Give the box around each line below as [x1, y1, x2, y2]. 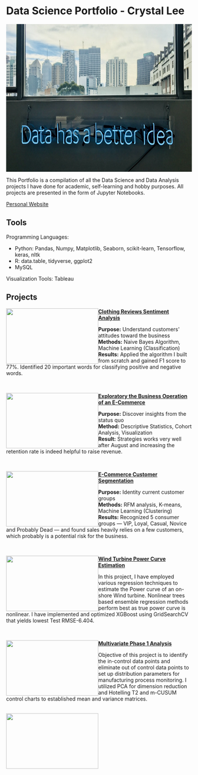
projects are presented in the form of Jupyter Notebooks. [6, 189, 146, 196]
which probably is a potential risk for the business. [6, 532, 128, 539]
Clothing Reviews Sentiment [98, 308, 169, 315]
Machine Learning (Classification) [98, 344, 180, 351]
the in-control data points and [98, 657, 171, 665]
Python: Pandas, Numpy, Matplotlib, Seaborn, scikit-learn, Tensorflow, [14, 245, 186, 252]
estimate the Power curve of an [98, 585, 174, 592]
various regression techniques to [98, 579, 178, 586]
